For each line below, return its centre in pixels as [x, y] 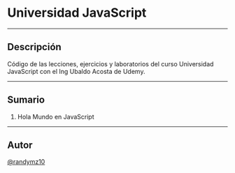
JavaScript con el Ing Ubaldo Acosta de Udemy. [76, 71]
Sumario [26, 100]
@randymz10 [26, 162]
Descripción [34, 47]
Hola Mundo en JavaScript [56, 116]
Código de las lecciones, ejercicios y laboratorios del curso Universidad [111, 63]
